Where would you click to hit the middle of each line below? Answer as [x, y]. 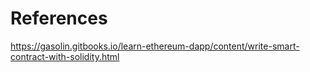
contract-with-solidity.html [65, 56]
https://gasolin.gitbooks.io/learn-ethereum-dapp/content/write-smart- [155, 46]
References [59, 18]
